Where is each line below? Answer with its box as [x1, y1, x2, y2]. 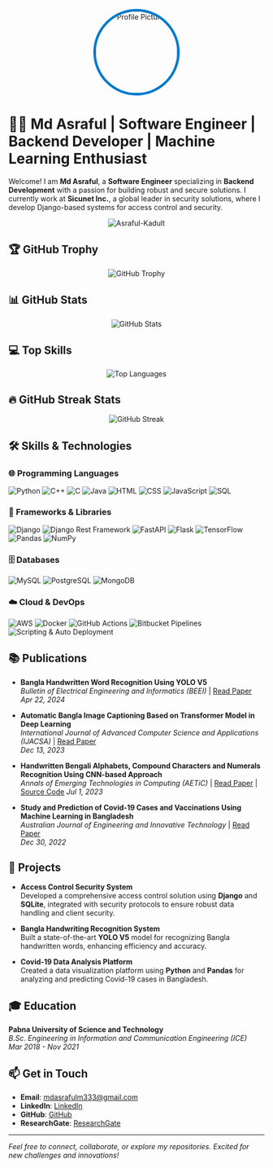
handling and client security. [19, 908, 115, 918]
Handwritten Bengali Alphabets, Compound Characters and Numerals [19, 761, 262, 771]
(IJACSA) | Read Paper [19, 736, 97, 746]
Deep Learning [19, 718, 71, 729]
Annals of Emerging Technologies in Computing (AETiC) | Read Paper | [19, 778, 258, 788]
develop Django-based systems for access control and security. [8, 202, 223, 212]
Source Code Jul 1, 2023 [19, 787, 103, 797]
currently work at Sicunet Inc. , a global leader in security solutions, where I [8, 193, 261, 204]
